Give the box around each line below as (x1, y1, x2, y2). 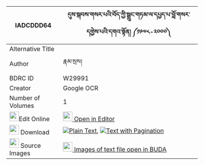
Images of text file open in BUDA (73, 146, 167, 153)
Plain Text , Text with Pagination (69, 126, 164, 135)
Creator (9, 84, 32, 92)
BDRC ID (9, 74, 35, 82)
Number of (9, 94, 41, 102)
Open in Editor (73, 115, 115, 123)
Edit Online (19, 115, 50, 123)
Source (20, 141, 41, 150)
